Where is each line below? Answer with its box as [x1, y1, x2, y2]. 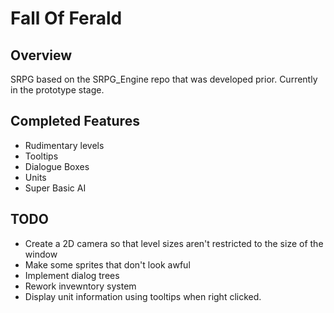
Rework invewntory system [24, 280, 137, 292]
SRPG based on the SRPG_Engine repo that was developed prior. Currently [10, 73, 318, 85]
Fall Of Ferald [10, 7, 123, 30]
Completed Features [10, 113, 140, 130]
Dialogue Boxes [24, 160, 90, 172]
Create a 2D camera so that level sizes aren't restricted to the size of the [24, 237, 324, 249]
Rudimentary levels [24, 139, 105, 151]
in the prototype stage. [10, 84, 105, 96]
